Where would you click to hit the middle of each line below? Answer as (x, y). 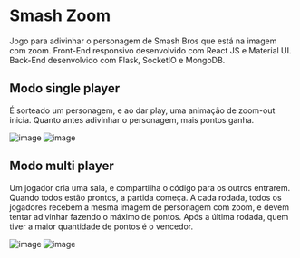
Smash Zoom (60, 16)
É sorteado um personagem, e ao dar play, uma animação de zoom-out (142, 110)
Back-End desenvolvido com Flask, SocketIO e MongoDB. (117, 60)
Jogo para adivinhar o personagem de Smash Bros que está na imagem (143, 41)
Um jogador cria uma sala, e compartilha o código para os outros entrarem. (150, 187)
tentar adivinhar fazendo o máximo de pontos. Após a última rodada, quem (149, 216)
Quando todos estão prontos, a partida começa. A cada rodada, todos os (146, 197)
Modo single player (65, 88)
